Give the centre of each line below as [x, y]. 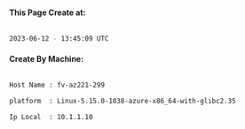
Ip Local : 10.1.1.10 [51, 118]
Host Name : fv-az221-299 [57, 85]
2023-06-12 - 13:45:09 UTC [59, 39]
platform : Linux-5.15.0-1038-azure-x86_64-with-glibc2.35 [123, 102]
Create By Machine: [47, 58]
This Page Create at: [47, 12]
